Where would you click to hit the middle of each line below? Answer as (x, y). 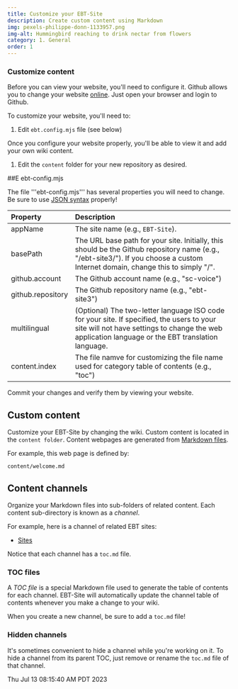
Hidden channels (37, 635)
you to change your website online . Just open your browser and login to (112, 95)
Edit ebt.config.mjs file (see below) (70, 130)
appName (27, 229)
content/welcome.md (36, 466)
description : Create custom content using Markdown (85, 21)
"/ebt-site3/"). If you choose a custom (139, 258)
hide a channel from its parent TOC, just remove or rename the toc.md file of (118, 658)
